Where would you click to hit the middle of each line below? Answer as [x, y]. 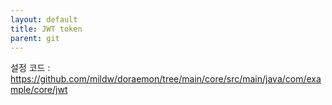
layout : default [44, 19]
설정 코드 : [30, 68]
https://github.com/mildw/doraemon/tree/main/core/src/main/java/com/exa [166, 79]
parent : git [35, 38]
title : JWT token [46, 29]
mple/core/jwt [39, 90]
